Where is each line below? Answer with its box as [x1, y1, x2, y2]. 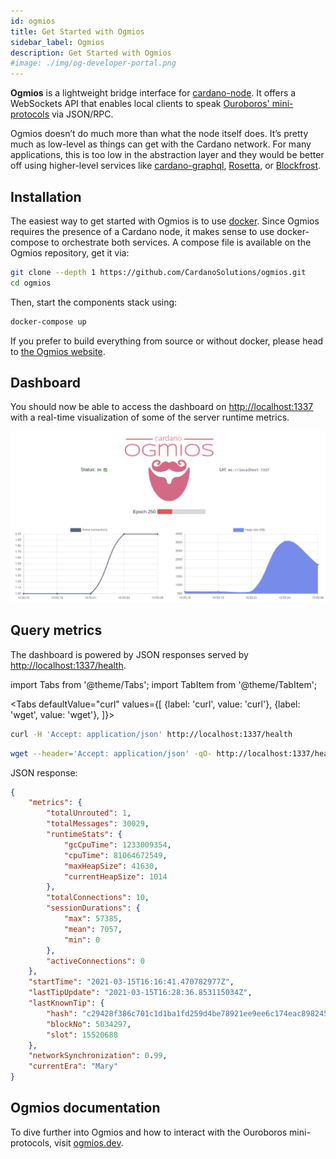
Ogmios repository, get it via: [10, 246, 130, 259]
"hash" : [46, 1008, 78, 1019]
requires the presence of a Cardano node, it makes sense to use [10, 225, 275, 237]
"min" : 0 [63, 935, 101, 945]
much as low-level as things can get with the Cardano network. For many [10, 138, 312, 150]
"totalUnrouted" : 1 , [46, 808, 132, 819]
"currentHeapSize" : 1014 [63, 871, 168, 882]
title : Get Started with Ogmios [10, 26, 145, 37]
